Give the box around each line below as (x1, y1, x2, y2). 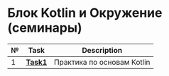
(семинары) (7, 20, 83, 36)
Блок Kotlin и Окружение (7, 5, 163, 21)
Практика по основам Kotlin (54, 57, 151, 67)
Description (82, 45, 123, 55)
